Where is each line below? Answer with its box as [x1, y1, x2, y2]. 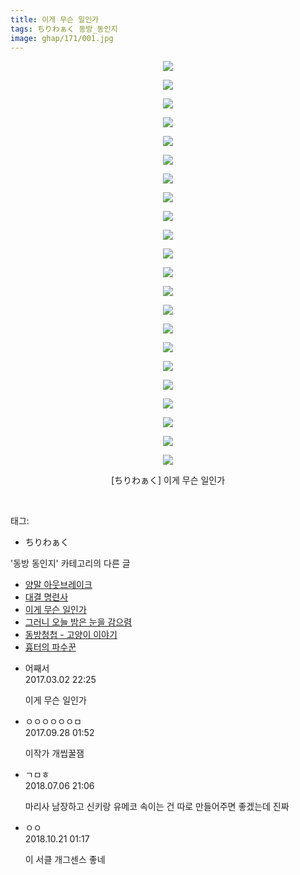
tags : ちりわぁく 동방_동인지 [10, 24, 118, 34]
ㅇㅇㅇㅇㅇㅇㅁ [24, 716, 82, 728]
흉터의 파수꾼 [24, 641, 77, 653]
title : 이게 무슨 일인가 [10, 14, 100, 25]
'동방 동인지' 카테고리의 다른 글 [10, 557, 131, 570]
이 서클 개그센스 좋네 [24, 854, 106, 866]
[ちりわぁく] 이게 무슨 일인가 [110, 474, 226, 486]
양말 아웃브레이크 [24, 579, 93, 591]
